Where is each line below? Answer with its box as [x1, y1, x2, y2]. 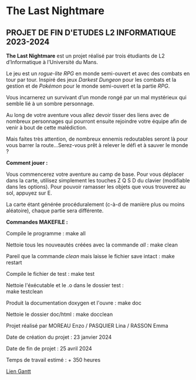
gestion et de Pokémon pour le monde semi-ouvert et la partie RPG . [6, 82, 170, 89]
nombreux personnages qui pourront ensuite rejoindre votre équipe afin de [6, 118, 187, 125]
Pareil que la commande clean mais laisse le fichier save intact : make [6, 253, 175, 259]
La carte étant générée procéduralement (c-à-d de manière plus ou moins [6, 201, 185, 208]
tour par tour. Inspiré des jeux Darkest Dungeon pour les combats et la [6, 76, 177, 83]
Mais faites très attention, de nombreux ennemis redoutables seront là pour [6, 135, 188, 142]
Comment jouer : [6, 159, 48, 166]
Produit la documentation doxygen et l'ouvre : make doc [6, 299, 142, 306]
